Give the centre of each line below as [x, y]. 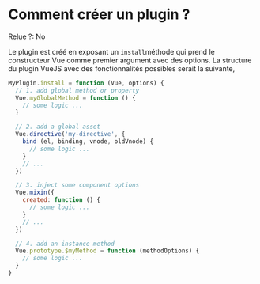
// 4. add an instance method [65, 244]
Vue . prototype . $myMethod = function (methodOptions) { [107, 251]
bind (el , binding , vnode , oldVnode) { [88, 142]
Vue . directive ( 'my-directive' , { [70, 134]
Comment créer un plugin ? [99, 15]
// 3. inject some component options [77, 185]
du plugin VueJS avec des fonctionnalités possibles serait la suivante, [122, 68]
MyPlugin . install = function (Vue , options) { [86, 83]
